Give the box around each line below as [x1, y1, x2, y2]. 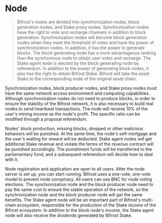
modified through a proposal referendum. [5, 116, 88, 122]
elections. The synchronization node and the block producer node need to [5, 181, 154, 187]
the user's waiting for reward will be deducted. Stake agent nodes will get [5, 136, 152, 141]
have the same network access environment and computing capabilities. [5, 90, 150, 96]
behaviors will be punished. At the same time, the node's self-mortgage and [5, 131, 157, 137]
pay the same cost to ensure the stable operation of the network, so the [5, 187, 148, 192]
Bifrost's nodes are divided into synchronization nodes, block [16, 19, 140, 25]
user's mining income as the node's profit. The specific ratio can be [5, 111, 140, 117]
